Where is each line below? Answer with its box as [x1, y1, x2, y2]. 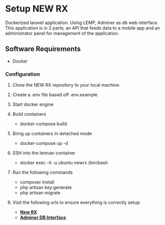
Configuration [5, 71, 40, 78]
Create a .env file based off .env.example [12, 92, 98, 98]
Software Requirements [5, 45, 81, 53]
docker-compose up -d [20, 140, 69, 146]
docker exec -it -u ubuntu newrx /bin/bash [20, 160, 108, 166]
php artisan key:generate [20, 184, 72, 190]
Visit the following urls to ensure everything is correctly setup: [12, 199, 141, 205]
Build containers [12, 111, 47, 117]
